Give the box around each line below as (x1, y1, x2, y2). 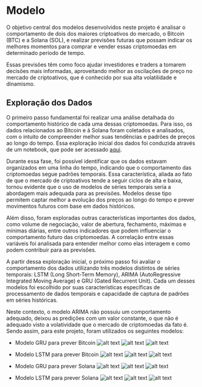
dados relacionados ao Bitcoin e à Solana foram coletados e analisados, (6, 126, 185, 133)
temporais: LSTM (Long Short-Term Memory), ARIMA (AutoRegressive (6, 270, 181, 278)
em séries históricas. (6, 296, 58, 304)
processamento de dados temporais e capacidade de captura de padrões (6, 290, 189, 297)
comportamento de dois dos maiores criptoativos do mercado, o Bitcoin (6, 30, 185, 37)
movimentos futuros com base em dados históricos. (6, 202, 136, 209)
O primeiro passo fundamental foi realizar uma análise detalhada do (6, 114, 175, 121)
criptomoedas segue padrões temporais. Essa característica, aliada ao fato (6, 170, 192, 178)
